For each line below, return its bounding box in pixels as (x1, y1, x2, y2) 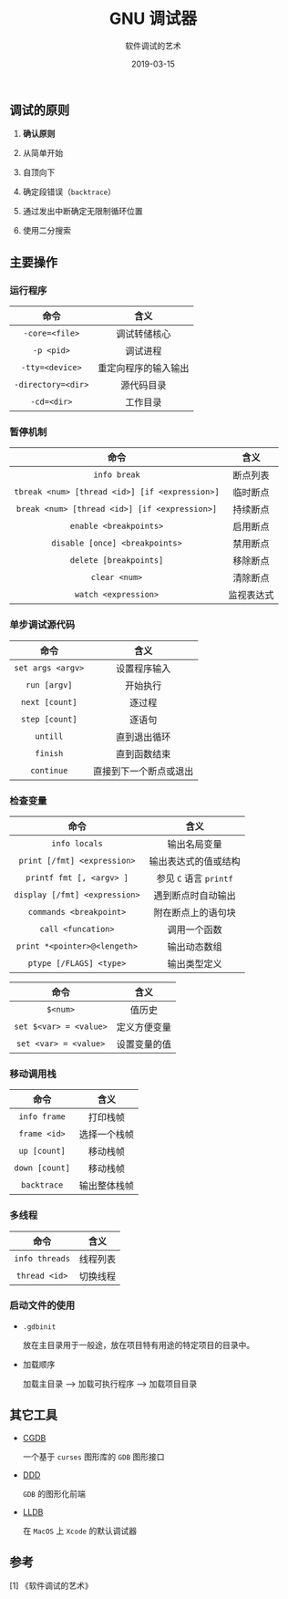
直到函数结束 (115, 747, 171, 760)
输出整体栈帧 (78, 1179, 135, 1192)
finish (35, 748, 64, 758)
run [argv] (26, 680, 73, 690)
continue (30, 765, 68, 775)
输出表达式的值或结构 (149, 855, 241, 867)
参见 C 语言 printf (156, 872, 234, 885)
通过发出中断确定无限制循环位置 (22, 206, 143, 217)
